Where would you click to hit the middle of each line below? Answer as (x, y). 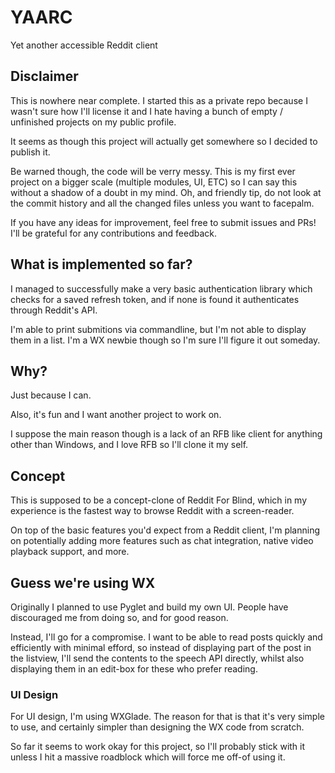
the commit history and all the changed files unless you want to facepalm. (162, 203)
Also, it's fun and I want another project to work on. (116, 415)
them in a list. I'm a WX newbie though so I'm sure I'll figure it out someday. (165, 340)
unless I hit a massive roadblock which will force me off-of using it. (148, 757)
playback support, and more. (70, 552)
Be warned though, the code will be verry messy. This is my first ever (153, 171)
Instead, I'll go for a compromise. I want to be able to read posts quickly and (166, 637)
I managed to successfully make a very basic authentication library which (161, 288)
